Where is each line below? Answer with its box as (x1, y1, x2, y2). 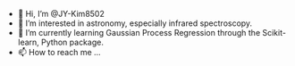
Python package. (41, 37, 105, 47)
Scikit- (262, 28, 286, 37)
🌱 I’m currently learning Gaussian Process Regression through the (17, 28, 261, 37)
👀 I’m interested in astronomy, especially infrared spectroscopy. (17, 18, 253, 29)
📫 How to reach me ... (17, 47, 101, 57)
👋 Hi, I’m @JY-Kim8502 (17, 9, 105, 19)
